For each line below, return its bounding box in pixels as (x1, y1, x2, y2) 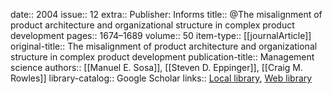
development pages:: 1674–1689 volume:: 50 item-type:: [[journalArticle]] (10, 30, 312, 41)
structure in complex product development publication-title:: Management (10, 51, 315, 63)
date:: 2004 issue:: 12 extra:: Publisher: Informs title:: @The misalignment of (10, 9, 323, 20)
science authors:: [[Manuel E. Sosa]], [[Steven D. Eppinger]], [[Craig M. (10, 62, 303, 73)
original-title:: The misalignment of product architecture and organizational (10, 40, 318, 52)
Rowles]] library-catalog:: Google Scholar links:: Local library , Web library (10, 72, 313, 84)
